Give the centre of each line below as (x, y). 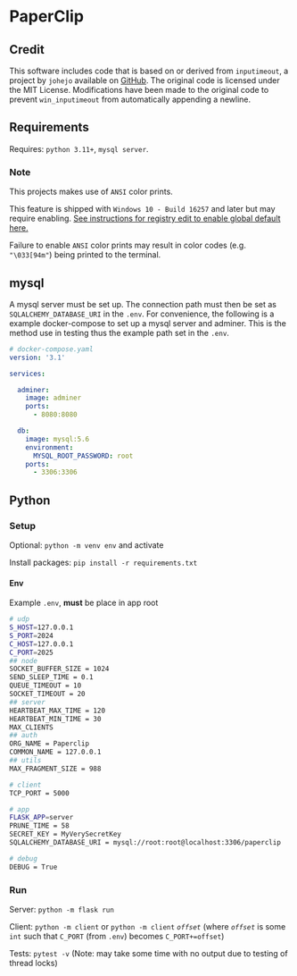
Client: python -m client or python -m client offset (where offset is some (148, 926)
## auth (24, 736)
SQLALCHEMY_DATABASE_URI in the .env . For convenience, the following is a (142, 314)
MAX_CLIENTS (31, 727)
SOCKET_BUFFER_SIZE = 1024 (59, 669)
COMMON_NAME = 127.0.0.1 (55, 753)
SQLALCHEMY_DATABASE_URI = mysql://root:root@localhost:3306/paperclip (145, 843)
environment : (49, 447)
